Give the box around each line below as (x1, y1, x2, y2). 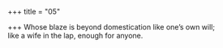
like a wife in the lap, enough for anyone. (7, 31, 144, 40)
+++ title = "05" (7, 7, 61, 16)
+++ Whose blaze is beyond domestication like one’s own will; (7, 22, 216, 31)
